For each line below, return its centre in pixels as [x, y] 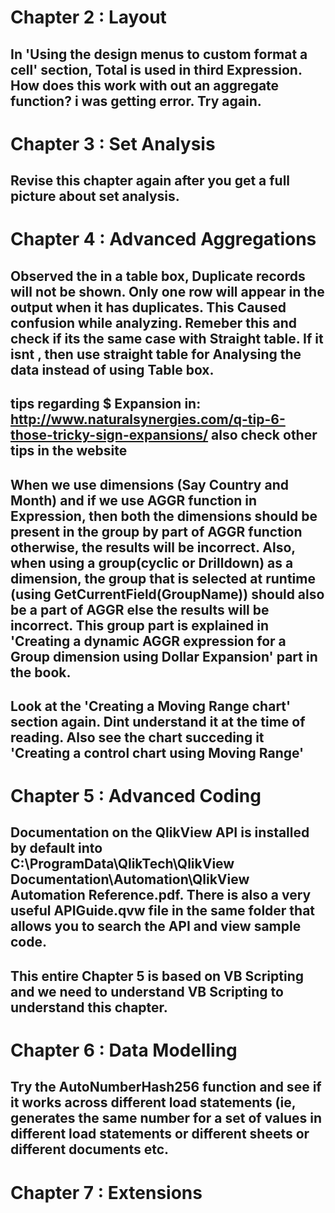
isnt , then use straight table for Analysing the [156, 354]
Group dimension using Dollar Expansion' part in [164, 656]
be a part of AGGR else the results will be [140, 609]
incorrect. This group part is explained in [139, 625]
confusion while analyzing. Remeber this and [154, 322]
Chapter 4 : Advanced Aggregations [163, 239]
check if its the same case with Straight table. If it [167, 338]
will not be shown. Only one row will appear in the [167, 291]
